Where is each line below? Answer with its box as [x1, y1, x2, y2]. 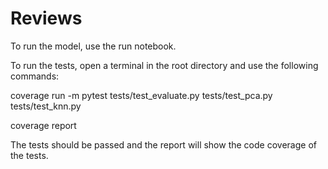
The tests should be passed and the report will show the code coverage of [10, 138, 317, 151]
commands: [10, 70, 60, 82]
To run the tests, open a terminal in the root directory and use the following [10, 59, 319, 71]
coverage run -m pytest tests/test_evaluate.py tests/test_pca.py [10, 89, 273, 101]
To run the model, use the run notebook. [10, 40, 177, 52]
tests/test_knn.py [10, 100, 82, 112]
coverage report [10, 119, 77, 131]
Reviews [10, 7, 83, 30]
